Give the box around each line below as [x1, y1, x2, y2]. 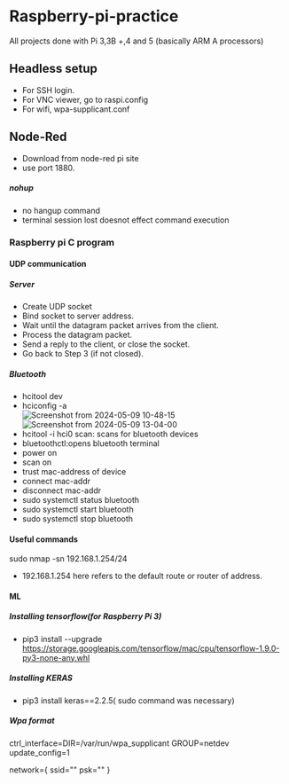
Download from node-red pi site [21, 153, 139, 163]
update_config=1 [9, 747, 71, 757]
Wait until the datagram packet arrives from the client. [21, 320, 219, 331]
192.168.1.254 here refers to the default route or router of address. [21, 570, 263, 582]
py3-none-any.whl [21, 652, 90, 662]
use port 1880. [21, 162, 75, 173]
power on [21, 447, 58, 458]
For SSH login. [21, 84, 75, 95]
